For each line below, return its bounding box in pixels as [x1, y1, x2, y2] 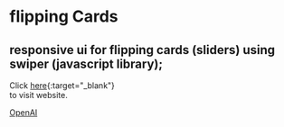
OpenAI [9, 107, 38, 118]
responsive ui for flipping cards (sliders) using [9, 42, 276, 58]
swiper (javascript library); [9, 56, 163, 71]
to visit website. [9, 90, 68, 100]
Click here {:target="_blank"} [9, 80, 116, 91]
